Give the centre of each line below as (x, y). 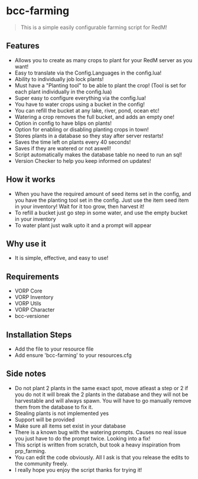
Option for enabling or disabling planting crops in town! (82, 129)
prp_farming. (30, 451)
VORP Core (28, 291)
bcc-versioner (32, 316)
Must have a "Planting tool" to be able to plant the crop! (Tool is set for (100, 85)
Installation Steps (39, 335)
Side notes (26, 374)
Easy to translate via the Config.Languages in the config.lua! (88, 73)
